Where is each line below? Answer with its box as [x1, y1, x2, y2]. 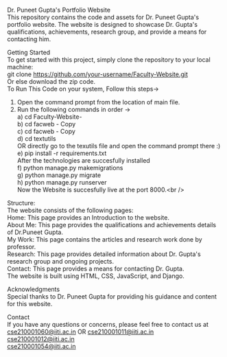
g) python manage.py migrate [16, 171, 101, 179]
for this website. [7, 300, 53, 308]
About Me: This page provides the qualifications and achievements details [7, 221, 217, 229]
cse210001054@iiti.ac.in [7, 343, 77, 350]
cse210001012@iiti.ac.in [7, 335, 75, 343]
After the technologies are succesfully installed [16, 157, 151, 164]
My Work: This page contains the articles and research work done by [7, 235, 202, 243]
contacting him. [7, 35, 51, 43]
